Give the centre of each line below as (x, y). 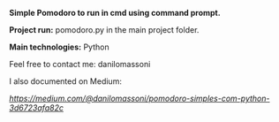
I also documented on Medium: (65, 81)
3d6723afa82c (37, 108)
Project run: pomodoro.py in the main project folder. (104, 30)
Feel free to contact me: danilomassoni (80, 64)
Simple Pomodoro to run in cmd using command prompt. (115, 13)
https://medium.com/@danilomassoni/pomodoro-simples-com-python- (139, 98)
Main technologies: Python (59, 47)
